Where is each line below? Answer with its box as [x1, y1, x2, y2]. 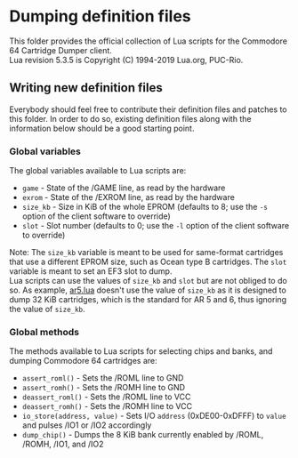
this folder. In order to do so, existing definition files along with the [9, 113, 252, 124]
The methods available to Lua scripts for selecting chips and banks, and [9, 346, 273, 357]
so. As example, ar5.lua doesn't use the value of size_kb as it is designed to [9, 285, 286, 295]
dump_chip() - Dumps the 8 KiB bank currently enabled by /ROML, [21, 430, 264, 440]
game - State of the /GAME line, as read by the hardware [21, 182, 226, 193]
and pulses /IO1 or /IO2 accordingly [21, 420, 152, 430]
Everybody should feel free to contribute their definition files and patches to [9, 104, 287, 115]
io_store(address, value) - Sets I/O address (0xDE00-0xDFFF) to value [21, 411, 286, 422]
